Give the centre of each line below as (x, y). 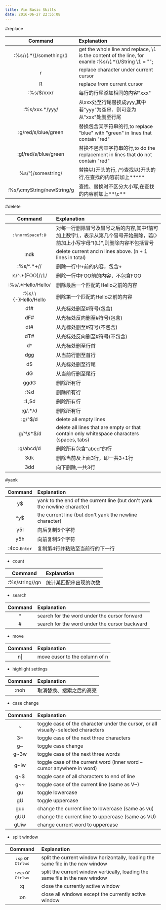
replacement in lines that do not (115, 154)
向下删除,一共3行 (76, 467)
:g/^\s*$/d (29, 433)
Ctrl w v (22, 878)
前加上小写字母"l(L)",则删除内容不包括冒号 (105, 243)
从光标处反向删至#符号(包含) (89, 318)
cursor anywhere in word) (67, 768)
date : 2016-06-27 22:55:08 (33, 14)
